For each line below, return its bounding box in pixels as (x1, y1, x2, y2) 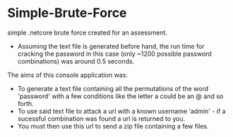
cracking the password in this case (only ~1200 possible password (17, 49, 212, 58)
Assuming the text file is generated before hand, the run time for (17, 42, 205, 50)
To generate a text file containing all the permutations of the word (17, 84, 208, 93)
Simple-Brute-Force (7, 5, 127, 21)
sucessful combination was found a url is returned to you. (17, 114, 186, 123)
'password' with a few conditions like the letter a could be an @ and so (17, 92, 224, 100)
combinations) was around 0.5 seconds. (17, 56, 135, 65)
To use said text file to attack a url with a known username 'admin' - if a (17, 107, 226, 115)
